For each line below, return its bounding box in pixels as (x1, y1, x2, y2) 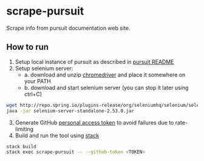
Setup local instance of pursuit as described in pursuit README (15, 58, 174, 65)
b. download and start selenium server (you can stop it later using (24, 84, 189, 91)
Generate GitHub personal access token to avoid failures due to (15, 118, 174, 126)
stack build (6, 143, 36, 149)
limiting (15, 125, 34, 132)
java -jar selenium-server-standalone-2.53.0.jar (6, 108, 135, 114)
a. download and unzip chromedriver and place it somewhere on (24, 71, 186, 78)
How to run (6, 42, 49, 52)
